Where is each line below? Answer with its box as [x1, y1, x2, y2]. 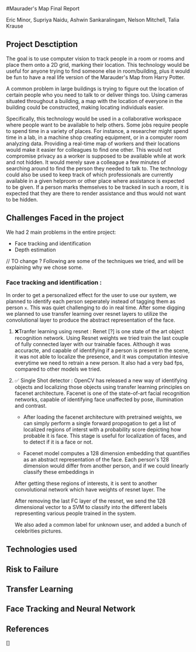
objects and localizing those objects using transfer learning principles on [14, 383, 190, 390]
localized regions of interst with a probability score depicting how [23, 426, 181, 433]
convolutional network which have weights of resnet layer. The [14, 486, 166, 493]
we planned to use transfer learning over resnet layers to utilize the [6, 310, 168, 317]
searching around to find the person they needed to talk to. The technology [6, 165, 188, 172]
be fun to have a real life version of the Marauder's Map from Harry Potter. [6, 73, 185, 81]
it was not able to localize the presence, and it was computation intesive [14, 353, 188, 360]
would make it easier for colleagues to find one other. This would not [6, 146, 171, 153]
